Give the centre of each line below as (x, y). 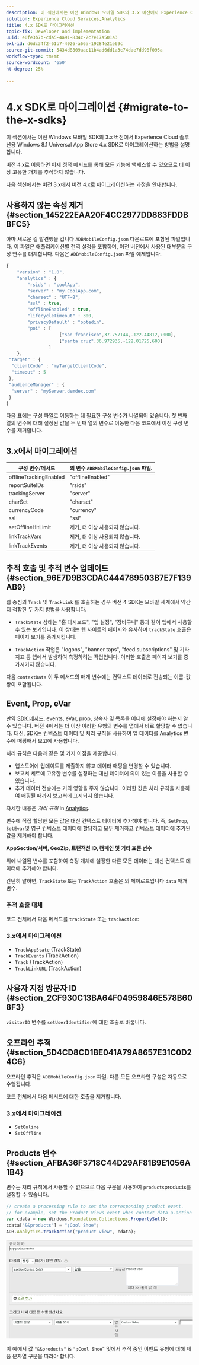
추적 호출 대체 (25, 905)
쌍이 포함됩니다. (25, 685)
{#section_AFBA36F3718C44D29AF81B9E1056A (98, 1163)
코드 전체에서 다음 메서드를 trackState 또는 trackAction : (73, 919)
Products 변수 (32, 1153)
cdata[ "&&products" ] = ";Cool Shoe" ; (53, 1225)
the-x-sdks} (36, 120)
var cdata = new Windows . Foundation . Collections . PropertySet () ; (87, 1219)
